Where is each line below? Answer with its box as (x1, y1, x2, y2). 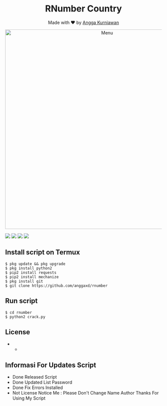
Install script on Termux (5, 248, 81, 257)
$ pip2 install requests (5, 270, 57, 275)
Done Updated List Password (12, 380, 73, 386)
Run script (5, 297, 38, 305)
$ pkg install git (5, 279, 43, 284)
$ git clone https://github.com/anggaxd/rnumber (5, 283, 108, 288)
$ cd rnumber (5, 310, 32, 315)
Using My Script (12, 395, 46, 402)
